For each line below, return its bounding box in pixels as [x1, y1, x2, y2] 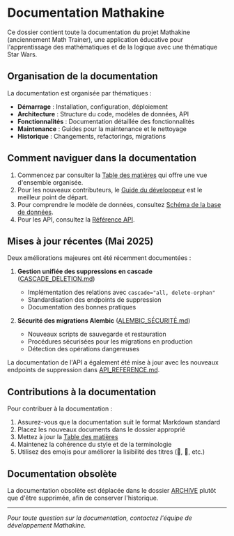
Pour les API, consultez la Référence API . [17, 215, 135, 224]
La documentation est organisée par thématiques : [7, 89, 152, 97]
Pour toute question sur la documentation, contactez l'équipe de [7, 514, 193, 522]
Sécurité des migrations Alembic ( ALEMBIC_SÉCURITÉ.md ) [17, 316, 191, 325]
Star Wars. [7, 50, 38, 59]
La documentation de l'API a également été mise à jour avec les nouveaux [7, 358, 219, 367]
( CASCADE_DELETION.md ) [17, 275, 95, 283]
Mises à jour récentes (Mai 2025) [7, 235, 154, 247]
